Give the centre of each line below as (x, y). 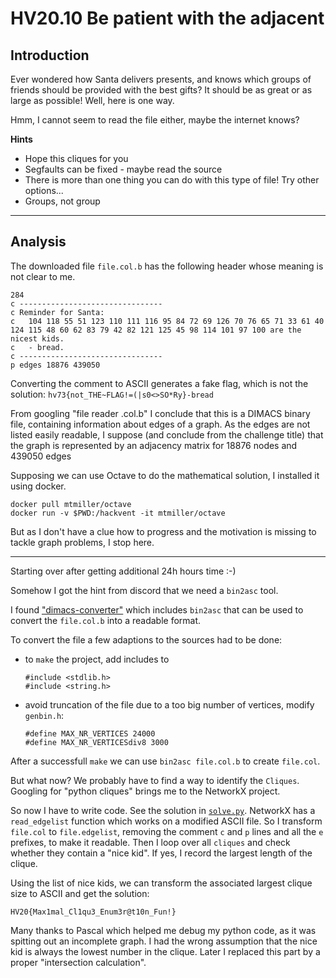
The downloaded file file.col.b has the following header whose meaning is (167, 266)
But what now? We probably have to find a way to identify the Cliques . (155, 780)
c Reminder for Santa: (57, 312)
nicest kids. (37, 338)
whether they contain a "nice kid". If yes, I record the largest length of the (161, 853)
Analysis (38, 242)
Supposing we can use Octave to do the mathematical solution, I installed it (165, 475)
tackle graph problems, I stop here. (82, 542)
